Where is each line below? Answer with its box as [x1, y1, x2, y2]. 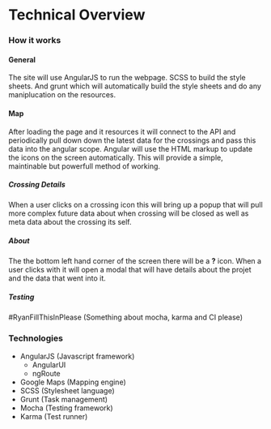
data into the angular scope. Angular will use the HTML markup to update [8, 144, 253, 153]
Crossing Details [8, 180, 66, 190]
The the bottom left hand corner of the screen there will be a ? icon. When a [8, 256, 261, 266]
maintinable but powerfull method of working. [8, 161, 160, 171]
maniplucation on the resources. [8, 90, 116, 100]
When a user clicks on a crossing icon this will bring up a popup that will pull [8, 200, 263, 210]
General [8, 54, 36, 64]
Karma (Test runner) [19, 411, 88, 421]
